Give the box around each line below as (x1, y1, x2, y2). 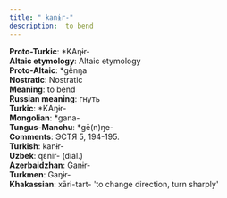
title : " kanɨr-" (9, 12, 74, 22)
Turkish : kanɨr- (9, 140, 64, 152)
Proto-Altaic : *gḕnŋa (9, 64, 88, 76)
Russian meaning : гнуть (9, 93, 100, 103)
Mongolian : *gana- (9, 112, 80, 123)
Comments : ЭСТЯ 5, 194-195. (9, 131, 120, 142)
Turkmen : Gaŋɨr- (9, 169, 71, 179)
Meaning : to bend (9, 84, 76, 95)
